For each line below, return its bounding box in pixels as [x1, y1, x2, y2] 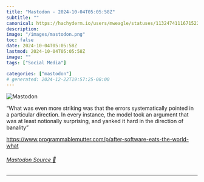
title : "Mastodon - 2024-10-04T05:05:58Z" [6, 8, 115, 15]
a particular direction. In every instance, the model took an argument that [6, 111, 189, 118]
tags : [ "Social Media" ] [6, 59, 67, 66]
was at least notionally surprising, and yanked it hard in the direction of [6, 118, 184, 125]
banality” [6, 124, 29, 131]
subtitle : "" [6, 15, 39, 21]
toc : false [6, 37, 34, 43]
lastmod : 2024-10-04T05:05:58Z [6, 49, 86, 55]
